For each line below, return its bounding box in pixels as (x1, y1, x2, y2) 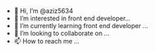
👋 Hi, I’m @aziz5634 (13, 7, 73, 15)
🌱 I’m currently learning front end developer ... (13, 22, 149, 30)
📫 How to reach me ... (13, 37, 80, 45)
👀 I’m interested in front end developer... (13, 14, 131, 22)
